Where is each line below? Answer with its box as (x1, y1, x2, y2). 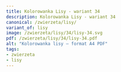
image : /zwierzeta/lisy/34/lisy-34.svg (6, 30, 103, 36)
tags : (6, 46, 19, 52)
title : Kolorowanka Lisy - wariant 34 (6, 8, 100, 15)
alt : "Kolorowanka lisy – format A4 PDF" (6, 41, 108, 47)
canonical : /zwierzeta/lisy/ (6, 19, 77, 25)
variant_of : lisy (6, 24, 48, 31)
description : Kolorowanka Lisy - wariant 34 (6, 14, 116, 20)
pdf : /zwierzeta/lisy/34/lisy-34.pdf (6, 35, 98, 41)
